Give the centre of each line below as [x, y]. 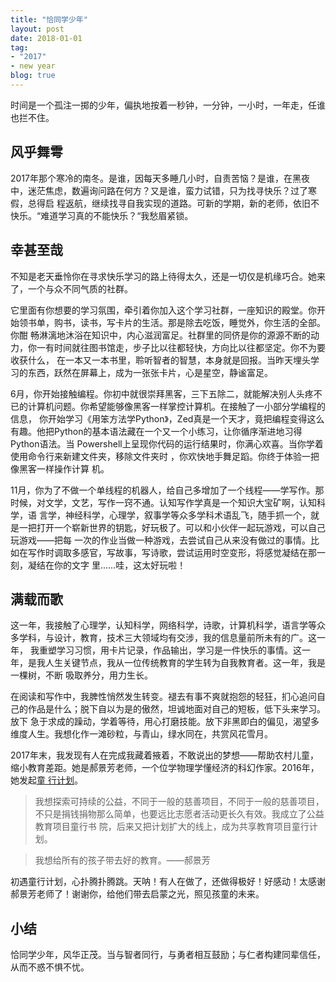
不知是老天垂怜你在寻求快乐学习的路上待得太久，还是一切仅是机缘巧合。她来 [168, 276]
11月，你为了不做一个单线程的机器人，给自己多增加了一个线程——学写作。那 [167, 490]
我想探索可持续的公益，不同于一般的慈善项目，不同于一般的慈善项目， [179, 802]
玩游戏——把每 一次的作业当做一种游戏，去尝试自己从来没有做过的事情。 [160, 540]
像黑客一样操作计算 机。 [60, 468]
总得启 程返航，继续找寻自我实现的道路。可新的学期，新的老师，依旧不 [173, 203]
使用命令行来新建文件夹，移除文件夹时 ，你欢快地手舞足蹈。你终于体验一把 [165, 456]
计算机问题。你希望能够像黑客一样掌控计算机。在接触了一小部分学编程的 [176, 406]
